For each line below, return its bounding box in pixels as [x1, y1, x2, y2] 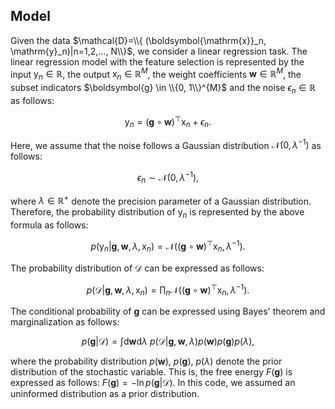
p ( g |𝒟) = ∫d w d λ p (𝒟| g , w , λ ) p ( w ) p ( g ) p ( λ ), [81, 335, 255, 347]
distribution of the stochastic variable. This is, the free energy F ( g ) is [10, 365, 293, 378]
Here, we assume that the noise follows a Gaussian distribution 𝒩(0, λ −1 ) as [10, 137, 322, 151]
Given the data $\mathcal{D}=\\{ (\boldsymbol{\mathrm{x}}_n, [10, 34, 267, 46]
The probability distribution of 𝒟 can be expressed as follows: [10, 262, 265, 274]
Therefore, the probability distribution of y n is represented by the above [10, 206, 305, 221]
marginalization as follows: [10, 315, 120, 328]
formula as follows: [10, 219, 89, 231]
